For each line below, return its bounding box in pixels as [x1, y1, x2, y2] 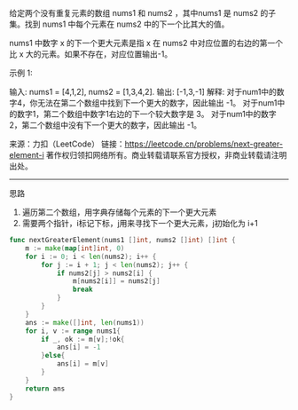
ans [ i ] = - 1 [56, 343, 101, 352]
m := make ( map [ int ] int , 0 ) [25, 243, 125, 253]
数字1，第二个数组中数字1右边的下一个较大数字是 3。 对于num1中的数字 [16, 109, 277, 119]
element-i [9, 150, 44, 160]
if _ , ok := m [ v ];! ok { [41, 335, 125, 343]
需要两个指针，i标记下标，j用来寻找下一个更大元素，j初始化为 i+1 [21, 218, 259, 228]
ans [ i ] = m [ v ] [56, 359, 109, 368]
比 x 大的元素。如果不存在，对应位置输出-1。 [9, 49, 173, 59]
